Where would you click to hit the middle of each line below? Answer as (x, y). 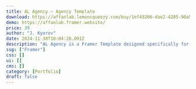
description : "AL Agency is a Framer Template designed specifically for (98, 44)
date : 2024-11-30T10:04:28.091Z (45, 39)
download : (18, 17)
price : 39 (18, 28)
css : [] (15, 55)
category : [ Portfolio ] (34, 71)
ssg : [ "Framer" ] (26, 50)
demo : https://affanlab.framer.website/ (56, 22)
